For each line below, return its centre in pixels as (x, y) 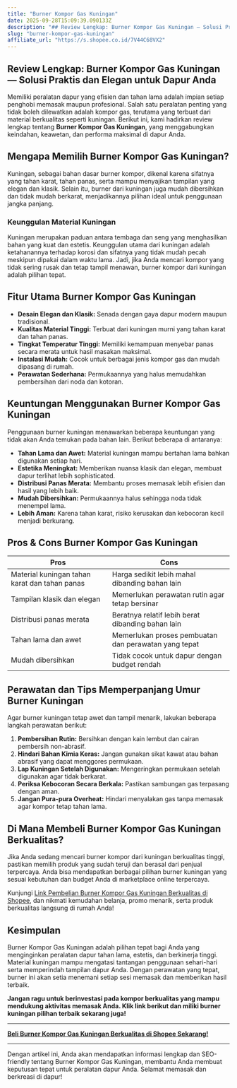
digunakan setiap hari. (50, 461)
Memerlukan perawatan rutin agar (168, 595)
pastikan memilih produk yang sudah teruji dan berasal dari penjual (105, 864)
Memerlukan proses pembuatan (165, 635)
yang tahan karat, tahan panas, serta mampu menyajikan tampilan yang (111, 181)
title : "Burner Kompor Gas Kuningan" (63, 14)
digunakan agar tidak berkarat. (62, 776)
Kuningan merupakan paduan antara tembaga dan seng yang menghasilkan (117, 237)
